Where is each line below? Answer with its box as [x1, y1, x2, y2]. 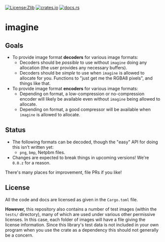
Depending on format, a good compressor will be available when [19, 107, 151, 112]
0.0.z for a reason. [12, 160, 51, 165]
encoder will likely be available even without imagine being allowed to [19, 96, 161, 102]
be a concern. [5, 232, 33, 238]
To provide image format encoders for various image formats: [12, 86, 138, 91]
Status [5, 126, 26, 134]
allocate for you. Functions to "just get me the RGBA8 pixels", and [19, 75, 153, 81]
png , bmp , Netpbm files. [19, 149, 66, 155]
